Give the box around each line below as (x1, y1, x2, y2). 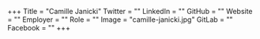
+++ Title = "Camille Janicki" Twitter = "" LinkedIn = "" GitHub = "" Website (7, 7, 254, 16)
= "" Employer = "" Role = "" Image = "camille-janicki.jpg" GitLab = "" (7, 15, 234, 24)
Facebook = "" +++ (7, 23, 70, 32)
